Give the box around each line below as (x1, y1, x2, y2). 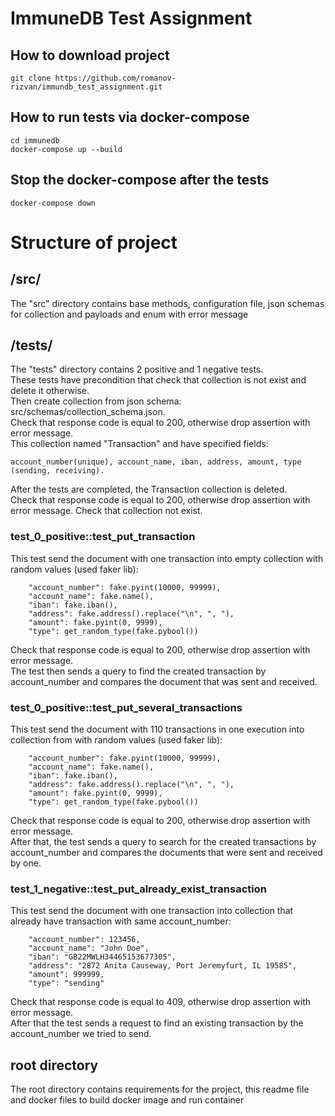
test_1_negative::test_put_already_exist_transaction (10, 882, 267, 896)
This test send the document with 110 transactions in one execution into (10, 723, 305, 736)
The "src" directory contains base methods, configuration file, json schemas (10, 297, 325, 309)
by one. (10, 857, 42, 869)
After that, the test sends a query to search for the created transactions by (10, 836, 317, 848)
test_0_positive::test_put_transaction (10, 530, 196, 544)
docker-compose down (10, 198, 97, 208)
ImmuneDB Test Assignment (10, 7, 253, 30)
